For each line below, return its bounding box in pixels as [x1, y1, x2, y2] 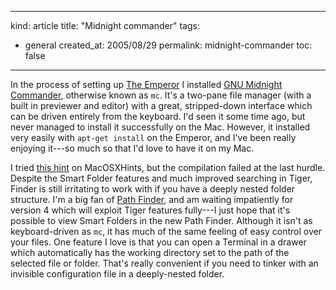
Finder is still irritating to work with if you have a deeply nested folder [10, 183, 296, 195]
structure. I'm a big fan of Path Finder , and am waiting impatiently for [10, 194, 294, 205]
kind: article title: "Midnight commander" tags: [10, 20, 200, 31]
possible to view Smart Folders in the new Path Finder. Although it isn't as [10, 215, 313, 226]
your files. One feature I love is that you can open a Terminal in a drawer [10, 236, 307, 248]
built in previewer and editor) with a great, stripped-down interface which [10, 100, 313, 111]
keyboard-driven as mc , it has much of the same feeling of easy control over [10, 226, 322, 237]
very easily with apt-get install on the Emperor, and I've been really [10, 132, 297, 143]
